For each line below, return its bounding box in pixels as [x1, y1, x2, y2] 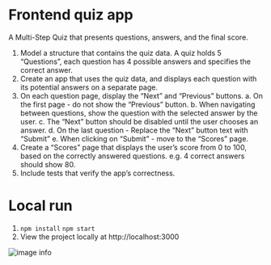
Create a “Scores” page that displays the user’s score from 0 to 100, [19, 142, 247, 152]
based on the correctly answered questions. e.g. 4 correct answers [19, 151, 245, 161]
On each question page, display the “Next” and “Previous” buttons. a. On [19, 90, 264, 100]
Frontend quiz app [8, 6, 133, 24]
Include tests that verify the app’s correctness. [19, 168, 176, 178]
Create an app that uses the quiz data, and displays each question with [19, 74, 257, 83]
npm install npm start [19, 225, 95, 233]
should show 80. [19, 159, 76, 169]
